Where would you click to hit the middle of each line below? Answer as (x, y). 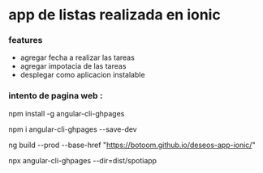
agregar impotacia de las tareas (73, 66)
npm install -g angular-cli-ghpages (67, 113)
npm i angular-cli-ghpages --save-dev (73, 129)
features (26, 40)
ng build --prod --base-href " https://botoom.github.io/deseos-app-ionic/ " (132, 145)
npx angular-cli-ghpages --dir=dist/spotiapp (82, 160)
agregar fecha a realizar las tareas (78, 57)
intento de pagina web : (56, 96)
